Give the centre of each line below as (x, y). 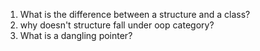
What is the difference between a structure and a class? (135, 14)
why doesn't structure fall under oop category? (117, 25)
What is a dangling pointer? (76, 35)
